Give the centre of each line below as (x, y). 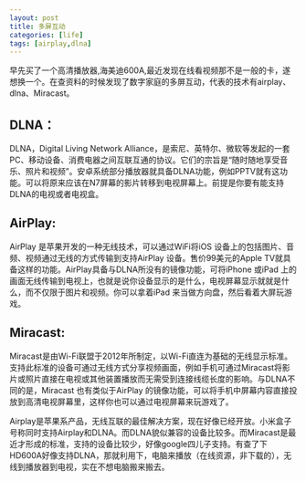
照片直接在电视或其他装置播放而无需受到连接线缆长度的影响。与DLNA (156, 379)
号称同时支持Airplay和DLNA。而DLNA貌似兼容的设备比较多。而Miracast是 (149, 432)
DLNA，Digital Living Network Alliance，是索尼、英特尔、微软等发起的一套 (150, 149)
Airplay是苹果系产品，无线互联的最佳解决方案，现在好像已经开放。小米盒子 (151, 421)
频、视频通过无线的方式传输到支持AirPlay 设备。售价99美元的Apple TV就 (146, 257)
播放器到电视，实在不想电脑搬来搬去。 (97, 466)
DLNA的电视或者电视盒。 (57, 194)
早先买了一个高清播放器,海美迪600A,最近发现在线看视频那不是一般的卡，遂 (150, 70)
